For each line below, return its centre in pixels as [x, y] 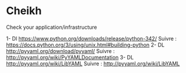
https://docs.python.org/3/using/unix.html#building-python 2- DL [85, 45]
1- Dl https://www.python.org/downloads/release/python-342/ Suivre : [92, 38]
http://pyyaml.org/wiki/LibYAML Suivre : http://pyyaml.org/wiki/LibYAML [93, 64]
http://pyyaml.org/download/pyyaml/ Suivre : [60, 51]
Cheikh [24, 11]
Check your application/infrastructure [52, 27]
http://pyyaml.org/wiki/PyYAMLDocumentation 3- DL [70, 57]
